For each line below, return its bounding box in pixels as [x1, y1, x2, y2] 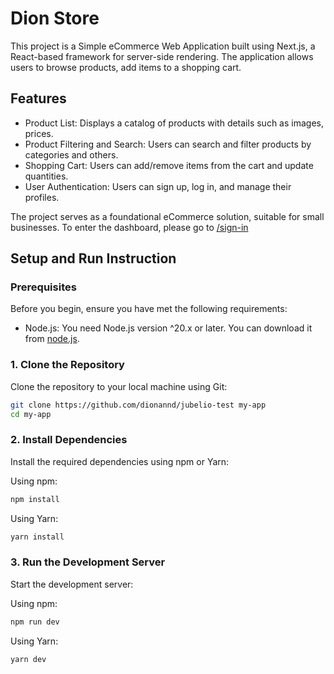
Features [10, 90, 67, 107]
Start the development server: [10, 578, 134, 590]
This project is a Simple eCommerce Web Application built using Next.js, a [10, 40, 316, 52]
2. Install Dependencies [10, 433, 128, 447]
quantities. [24, 170, 69, 182]
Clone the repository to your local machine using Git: [10, 380, 228, 392]
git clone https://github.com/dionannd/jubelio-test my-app [10, 400, 267, 410]
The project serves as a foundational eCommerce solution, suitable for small [10, 210, 325, 222]
